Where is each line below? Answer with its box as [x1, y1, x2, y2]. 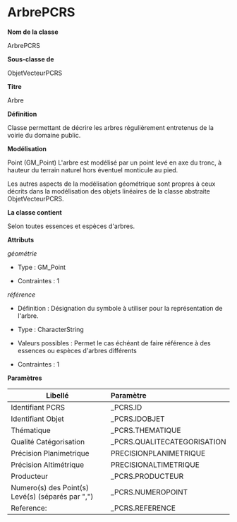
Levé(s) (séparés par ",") [11, 492, 94, 502]
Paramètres [7, 374, 42, 382]
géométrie [7, 249, 37, 258]
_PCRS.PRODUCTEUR [110, 471, 184, 481]
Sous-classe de [7, 54, 54, 64]
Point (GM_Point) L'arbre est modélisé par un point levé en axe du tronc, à [7, 158, 222, 167]
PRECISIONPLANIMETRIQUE [110, 448, 206, 458]
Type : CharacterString [17, 325, 85, 333]
